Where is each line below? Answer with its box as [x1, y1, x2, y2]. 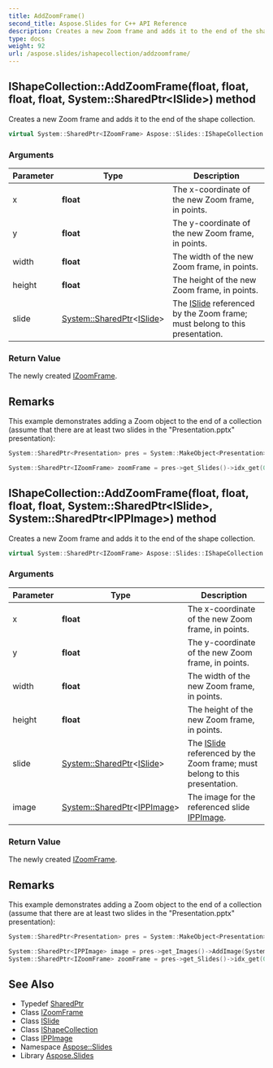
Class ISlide [19, 1016, 60, 1026]
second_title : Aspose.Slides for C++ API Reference [8, 20, 187, 28]
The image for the [187, 791, 256, 802]
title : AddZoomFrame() [8, 11, 85, 20]
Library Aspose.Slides [19, 1051, 94, 1061]
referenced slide [187, 801, 250, 813]
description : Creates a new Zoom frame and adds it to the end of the [8, 27, 253, 35]
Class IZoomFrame [19, 1008, 84, 1018]
